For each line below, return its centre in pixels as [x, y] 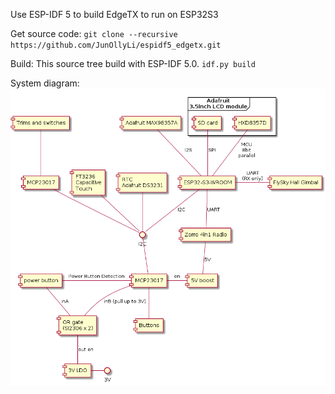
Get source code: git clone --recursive [94, 33]
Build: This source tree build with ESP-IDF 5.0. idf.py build [133, 63]
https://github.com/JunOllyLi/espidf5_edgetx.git [116, 45]
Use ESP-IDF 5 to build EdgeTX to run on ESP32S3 [114, 14]
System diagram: [45, 83]
